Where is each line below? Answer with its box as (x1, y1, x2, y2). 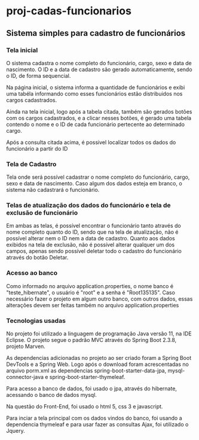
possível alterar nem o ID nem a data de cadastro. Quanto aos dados (6, 235, 175, 242)
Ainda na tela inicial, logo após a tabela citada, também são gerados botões (6, 108, 192, 115)
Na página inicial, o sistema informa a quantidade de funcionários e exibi (6, 84, 185, 91)
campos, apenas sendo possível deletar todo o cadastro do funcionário (6, 247, 182, 255)
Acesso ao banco (6, 269, 58, 277)
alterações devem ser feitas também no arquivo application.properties (6, 301, 179, 308)
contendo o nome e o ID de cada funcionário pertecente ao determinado (6, 121, 185, 128)
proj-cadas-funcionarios (6, 4, 131, 18)
